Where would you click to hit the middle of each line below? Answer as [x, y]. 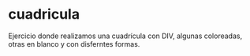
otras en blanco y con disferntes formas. [74, 44]
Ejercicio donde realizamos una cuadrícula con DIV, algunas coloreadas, [125, 36]
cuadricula [44, 14]
